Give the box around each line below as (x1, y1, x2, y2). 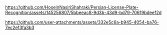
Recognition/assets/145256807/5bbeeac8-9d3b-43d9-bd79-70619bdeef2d (5, 9, 161, 15)
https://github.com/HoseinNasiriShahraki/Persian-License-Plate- (5, 4, 139, 10)
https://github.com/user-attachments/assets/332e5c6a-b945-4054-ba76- (5, 19, 159, 25)
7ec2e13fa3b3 (5, 24, 34, 30)
